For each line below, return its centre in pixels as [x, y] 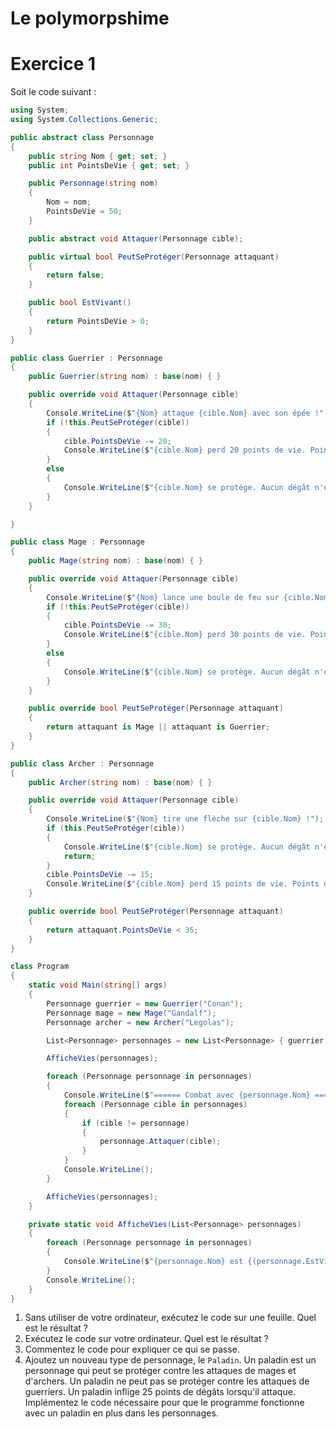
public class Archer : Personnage [82, 763]
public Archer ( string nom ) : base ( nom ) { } [120, 782]
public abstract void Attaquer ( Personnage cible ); [136, 238]
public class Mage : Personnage [77, 542]
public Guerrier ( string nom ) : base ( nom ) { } [125, 377]
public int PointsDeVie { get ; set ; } [109, 165]
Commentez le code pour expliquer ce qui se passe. [132, 1349]
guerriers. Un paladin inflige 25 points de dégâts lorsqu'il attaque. [160, 1392]
